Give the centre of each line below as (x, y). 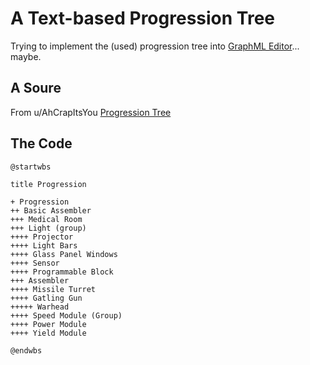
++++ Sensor (35, 263)
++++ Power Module (48, 324)
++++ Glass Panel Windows (64, 254)
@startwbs (31, 167)
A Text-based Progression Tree (142, 18)
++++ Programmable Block (62, 272)
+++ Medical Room (46, 219)
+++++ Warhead (40, 307)
